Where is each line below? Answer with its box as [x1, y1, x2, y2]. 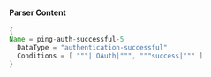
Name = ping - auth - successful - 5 [9, 35, 124, 44]
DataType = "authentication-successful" [17, 42, 168, 52]
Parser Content [9, 7, 66, 18]
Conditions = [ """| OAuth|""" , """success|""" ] [17, 51, 203, 60]
